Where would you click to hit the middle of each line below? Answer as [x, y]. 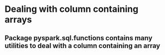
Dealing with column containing [72, 9]
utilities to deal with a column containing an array [82, 46]
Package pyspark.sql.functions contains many [79, 38]
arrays [18, 20]
